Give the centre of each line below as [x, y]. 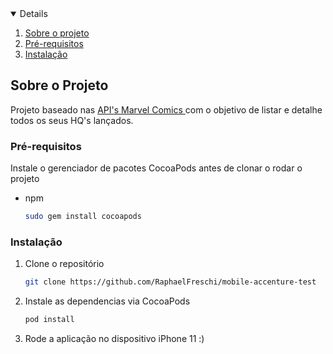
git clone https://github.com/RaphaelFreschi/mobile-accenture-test [170, 282]
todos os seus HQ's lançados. [72, 120]
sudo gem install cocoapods [83, 217]
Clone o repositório [64, 264]
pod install [49, 320]
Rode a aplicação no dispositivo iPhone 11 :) [114, 339]
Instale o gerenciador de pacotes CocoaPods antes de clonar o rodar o [156, 168]
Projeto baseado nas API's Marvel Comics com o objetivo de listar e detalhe [166, 109]
